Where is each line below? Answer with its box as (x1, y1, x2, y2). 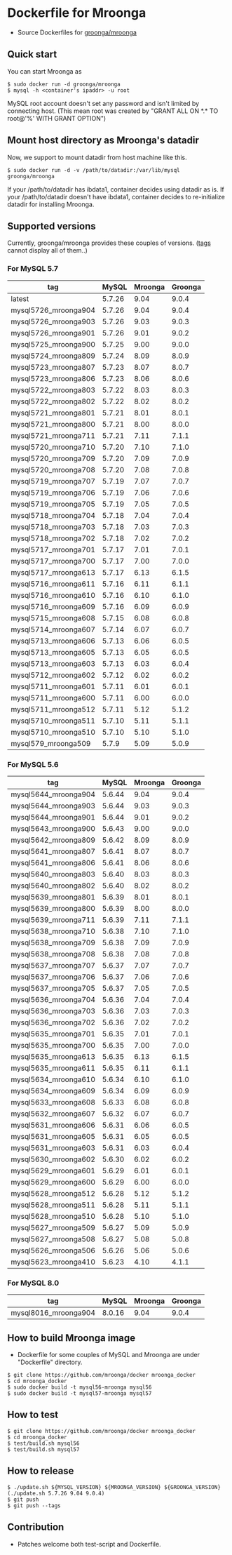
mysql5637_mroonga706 (11, 972, 96, 982)
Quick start (7, 48, 57, 60)
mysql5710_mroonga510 (11, 727, 96, 737)
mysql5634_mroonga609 (11, 1086, 96, 1095)
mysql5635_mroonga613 (11, 1051, 96, 1061)
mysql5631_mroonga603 (11, 1142, 96, 1152)
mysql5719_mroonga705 (11, 499, 96, 509)
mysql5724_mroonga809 (11, 351, 96, 361)
